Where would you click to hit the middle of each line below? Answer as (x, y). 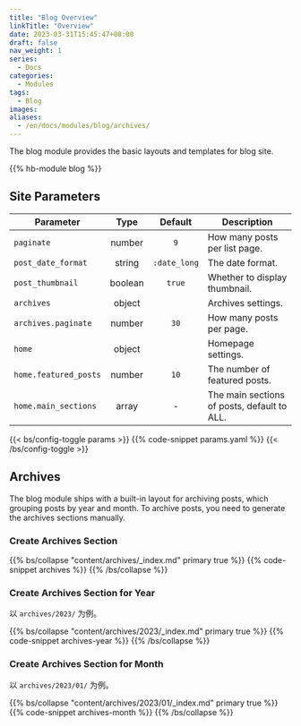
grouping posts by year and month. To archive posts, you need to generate (147, 508)
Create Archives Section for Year (82, 593)
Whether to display (247, 277)
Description (247, 222)
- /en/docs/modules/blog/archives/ (84, 126)
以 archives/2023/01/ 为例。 (61, 685)
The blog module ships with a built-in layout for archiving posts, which (139, 499)
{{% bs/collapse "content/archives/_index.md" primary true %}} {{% (136, 559)
